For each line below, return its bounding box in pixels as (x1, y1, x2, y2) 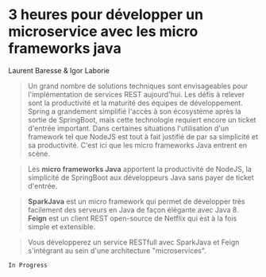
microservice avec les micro (8, 22, 199, 41)
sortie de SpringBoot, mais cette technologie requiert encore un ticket (27, 115, 256, 124)
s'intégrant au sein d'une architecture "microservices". (27, 245, 206, 256)
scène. (27, 149, 50, 158)
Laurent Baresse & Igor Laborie (8, 65, 110, 75)
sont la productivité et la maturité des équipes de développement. (27, 98, 244, 107)
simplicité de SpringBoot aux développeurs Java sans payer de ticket (27, 173, 254, 182)
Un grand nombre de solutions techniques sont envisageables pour (27, 81, 249, 91)
